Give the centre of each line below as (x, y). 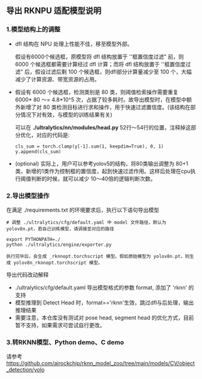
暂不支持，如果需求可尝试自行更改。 (60, 325)
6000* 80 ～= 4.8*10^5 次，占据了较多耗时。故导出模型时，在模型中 (101, 99)
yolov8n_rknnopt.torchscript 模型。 (58, 263)
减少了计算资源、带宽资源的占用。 (57, 79)
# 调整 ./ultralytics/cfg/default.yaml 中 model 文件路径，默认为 (87, 222)
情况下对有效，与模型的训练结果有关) (66, 114)
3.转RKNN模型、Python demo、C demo (65, 342)
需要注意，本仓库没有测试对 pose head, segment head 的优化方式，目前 (104, 318)
